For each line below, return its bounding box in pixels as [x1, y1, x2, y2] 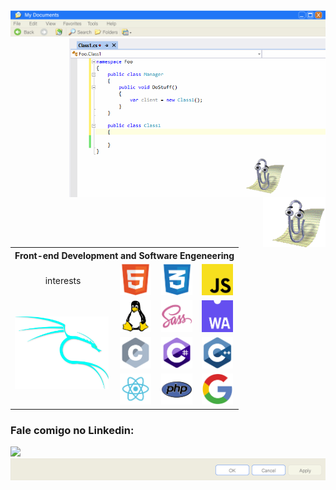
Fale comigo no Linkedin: [10, 423, 135, 437]
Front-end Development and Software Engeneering [14, 249, 235, 261]
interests [44, 275, 82, 287]
